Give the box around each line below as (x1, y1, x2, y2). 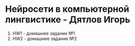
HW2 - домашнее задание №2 (12, 36, 77, 42)
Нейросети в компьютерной (5, 3, 130, 15)
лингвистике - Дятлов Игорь (5, 14, 131, 25)
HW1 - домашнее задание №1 (12, 30, 76, 36)
